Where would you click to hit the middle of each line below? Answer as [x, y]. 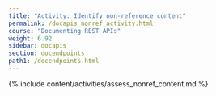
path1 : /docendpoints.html [54, 61]
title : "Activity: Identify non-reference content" [97, 16]
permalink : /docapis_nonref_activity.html [81, 23]
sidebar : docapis [38, 46]
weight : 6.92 [30, 38]
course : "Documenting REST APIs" [65, 31]
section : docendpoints [47, 53]
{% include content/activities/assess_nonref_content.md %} [108, 83]
